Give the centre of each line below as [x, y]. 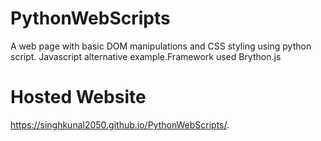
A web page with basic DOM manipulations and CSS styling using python [161, 46]
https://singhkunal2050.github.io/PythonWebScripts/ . [120, 124]
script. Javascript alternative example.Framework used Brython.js [146, 56]
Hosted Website [78, 97]
